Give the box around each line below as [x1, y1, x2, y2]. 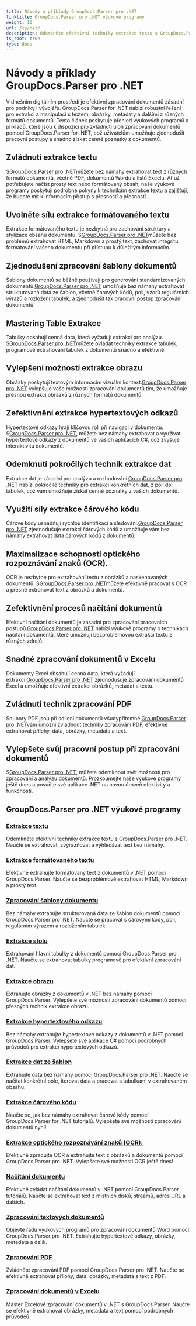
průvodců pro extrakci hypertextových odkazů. [6, 1043, 119, 1050]
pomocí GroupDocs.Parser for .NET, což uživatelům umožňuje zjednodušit [6, 129, 185, 136]
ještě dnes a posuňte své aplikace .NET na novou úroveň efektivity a [6, 781, 170, 788]
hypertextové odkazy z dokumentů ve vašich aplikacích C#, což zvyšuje [6, 436, 180, 443]
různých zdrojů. [6, 637, 44, 644]
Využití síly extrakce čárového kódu [6, 504, 139, 514]
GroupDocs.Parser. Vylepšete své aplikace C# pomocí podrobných [6, 1037, 167, 1044]
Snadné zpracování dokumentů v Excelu [6, 654, 156, 664]
